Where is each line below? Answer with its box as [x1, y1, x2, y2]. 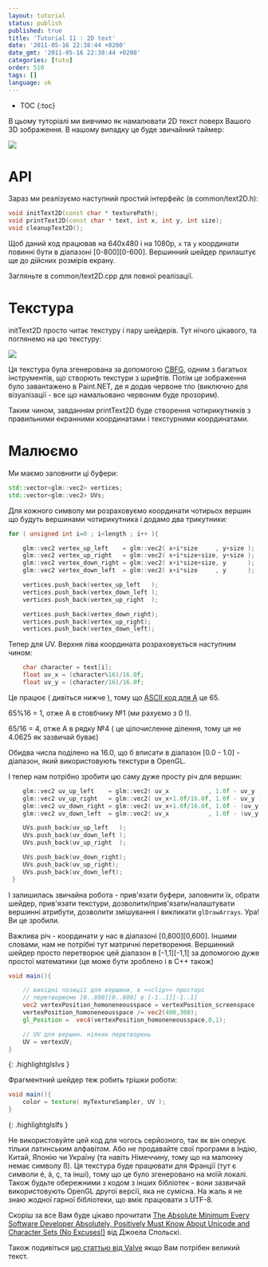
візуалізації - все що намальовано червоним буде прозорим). [8, 390, 220, 400]
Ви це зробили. [8, 915, 60, 925]
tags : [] [8, 71, 37, 79]
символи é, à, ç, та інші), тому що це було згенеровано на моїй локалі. [8, 1169, 248, 1179]
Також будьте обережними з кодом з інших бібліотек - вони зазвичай [8, 1178, 246, 1188]
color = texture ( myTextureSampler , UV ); [22, 1098, 166, 1106]
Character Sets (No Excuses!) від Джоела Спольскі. [8, 1228, 182, 1237]
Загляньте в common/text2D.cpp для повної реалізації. [8, 271, 194, 281]
